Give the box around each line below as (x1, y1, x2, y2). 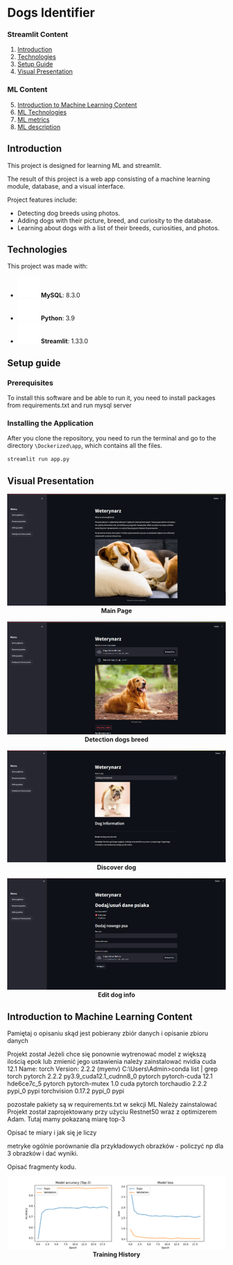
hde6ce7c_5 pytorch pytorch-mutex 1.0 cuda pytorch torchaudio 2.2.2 (7, 1080, 207, 1087)
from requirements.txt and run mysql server (7, 401, 132, 410)
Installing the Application (7, 418, 94, 428)
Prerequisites (7, 378, 53, 388)
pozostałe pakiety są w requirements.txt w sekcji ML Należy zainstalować (7, 1101, 218, 1108)
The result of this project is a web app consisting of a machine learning (7, 175, 210, 183)
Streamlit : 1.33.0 (40, 337, 89, 345)
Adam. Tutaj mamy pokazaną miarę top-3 (7, 1115, 126, 1123)
